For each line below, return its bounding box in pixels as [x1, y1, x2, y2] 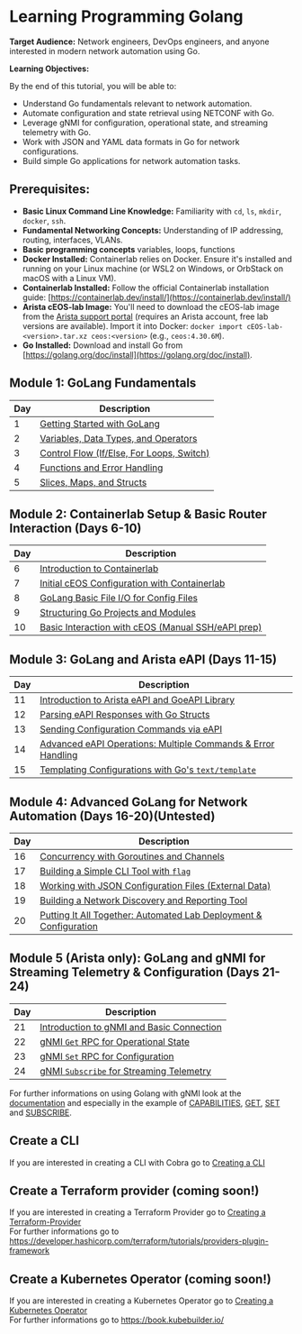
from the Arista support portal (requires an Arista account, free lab [22, 311, 269, 322]
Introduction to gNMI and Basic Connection [40, 1020, 222, 1033]
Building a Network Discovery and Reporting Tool [40, 894, 248, 907]
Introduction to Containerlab [40, 562, 159, 575]
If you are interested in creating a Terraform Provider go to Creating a [9, 1207, 267, 1218]
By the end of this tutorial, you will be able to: [9, 80, 177, 91]
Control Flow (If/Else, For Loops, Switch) [40, 446, 210, 459]
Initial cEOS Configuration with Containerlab [40, 577, 226, 589]
